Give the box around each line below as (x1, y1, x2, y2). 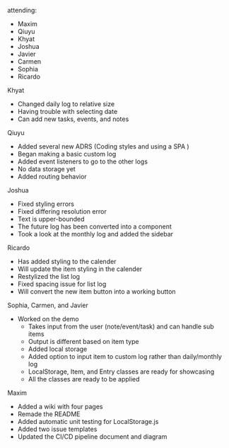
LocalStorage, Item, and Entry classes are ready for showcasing (28, 367, 215, 376)
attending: (7, 6, 37, 14)
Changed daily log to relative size (17, 100, 115, 108)
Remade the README (17, 410, 81, 418)
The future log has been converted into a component (17, 222, 172, 231)
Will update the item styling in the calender (17, 265, 143, 273)
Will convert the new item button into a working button (17, 287, 176, 296)
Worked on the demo (17, 315, 79, 323)
